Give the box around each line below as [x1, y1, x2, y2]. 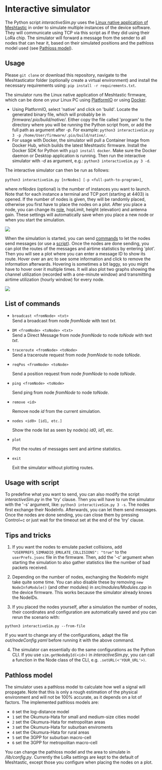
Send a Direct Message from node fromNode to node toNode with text [12, 332, 152, 338]
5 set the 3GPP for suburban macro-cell [12, 735, 91, 740]
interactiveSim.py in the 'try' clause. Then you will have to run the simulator [5, 497, 155, 503]
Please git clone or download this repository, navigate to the [5, 72, 127, 78]
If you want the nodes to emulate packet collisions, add [12, 544, 122, 550]
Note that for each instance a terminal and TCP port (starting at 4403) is [5, 191, 149, 197]
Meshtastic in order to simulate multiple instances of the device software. [5, 24, 151, 30]
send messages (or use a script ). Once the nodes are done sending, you [5, 240, 149, 246]
